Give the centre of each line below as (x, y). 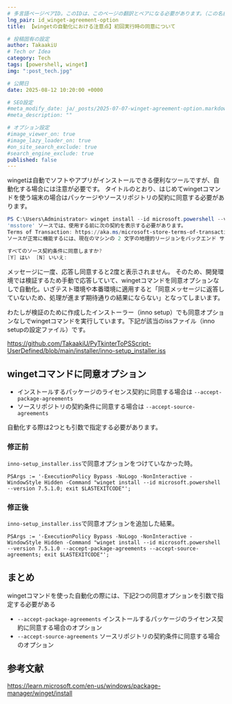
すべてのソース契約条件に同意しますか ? (55, 251)
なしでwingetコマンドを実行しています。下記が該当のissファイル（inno (114, 321)
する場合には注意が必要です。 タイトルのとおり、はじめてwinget (111, 189)
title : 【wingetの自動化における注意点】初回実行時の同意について (91, 26)
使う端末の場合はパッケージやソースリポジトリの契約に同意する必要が (119, 198)
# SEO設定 (20, 102)
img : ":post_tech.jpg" (40, 71)
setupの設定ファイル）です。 (48, 330)
